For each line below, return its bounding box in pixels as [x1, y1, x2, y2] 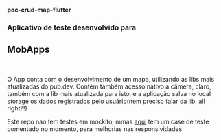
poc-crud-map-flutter [7, 5, 71, 14]
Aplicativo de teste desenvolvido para [7, 23, 137, 32]
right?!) [7, 104, 27, 113]
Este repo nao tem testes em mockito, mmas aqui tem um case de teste [7, 117, 209, 126]
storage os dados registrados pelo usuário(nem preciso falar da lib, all [7, 97, 205, 106]
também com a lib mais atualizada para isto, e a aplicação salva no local [7, 90, 211, 98]
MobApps [7, 43, 50, 55]
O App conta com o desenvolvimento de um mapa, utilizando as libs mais [7, 75, 215, 84]
